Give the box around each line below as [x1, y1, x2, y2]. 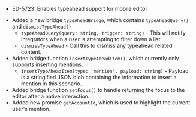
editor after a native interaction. [11, 93, 90, 100]
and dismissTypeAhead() [11, 23, 72, 30]
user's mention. [11, 106, 51, 112]
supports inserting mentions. [11, 61, 83, 68]
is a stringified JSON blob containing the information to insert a [20, 74, 177, 81]
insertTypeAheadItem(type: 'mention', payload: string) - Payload [20, 67, 189, 74]
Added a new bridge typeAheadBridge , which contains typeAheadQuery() [11, 17, 189, 23]
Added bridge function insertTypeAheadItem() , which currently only [11, 55, 179, 61]
